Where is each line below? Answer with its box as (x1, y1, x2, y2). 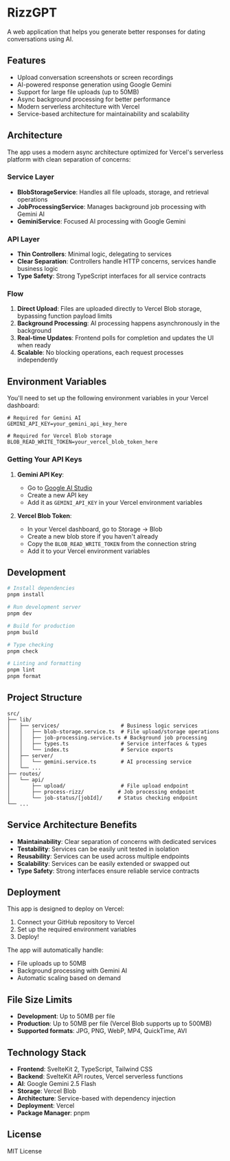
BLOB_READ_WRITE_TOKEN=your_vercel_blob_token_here (7, 439, 158, 446)
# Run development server (7, 604, 81, 611)
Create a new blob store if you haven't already (27, 532, 159, 541)
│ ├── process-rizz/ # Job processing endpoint (7, 788, 195, 795)
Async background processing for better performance (16, 95, 171, 103)
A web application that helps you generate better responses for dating (7, 28, 206, 36)
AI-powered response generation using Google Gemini (16, 80, 172, 89)
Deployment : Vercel (16, 1102, 75, 1110)
